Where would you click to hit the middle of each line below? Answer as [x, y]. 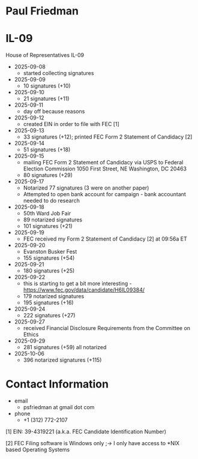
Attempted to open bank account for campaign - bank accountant [105, 194]
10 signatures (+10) [47, 86]
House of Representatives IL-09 [45, 55]
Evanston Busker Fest [50, 252]
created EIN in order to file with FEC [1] [71, 124]
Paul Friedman [42, 11]
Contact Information [57, 384]
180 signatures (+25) [49, 271]
